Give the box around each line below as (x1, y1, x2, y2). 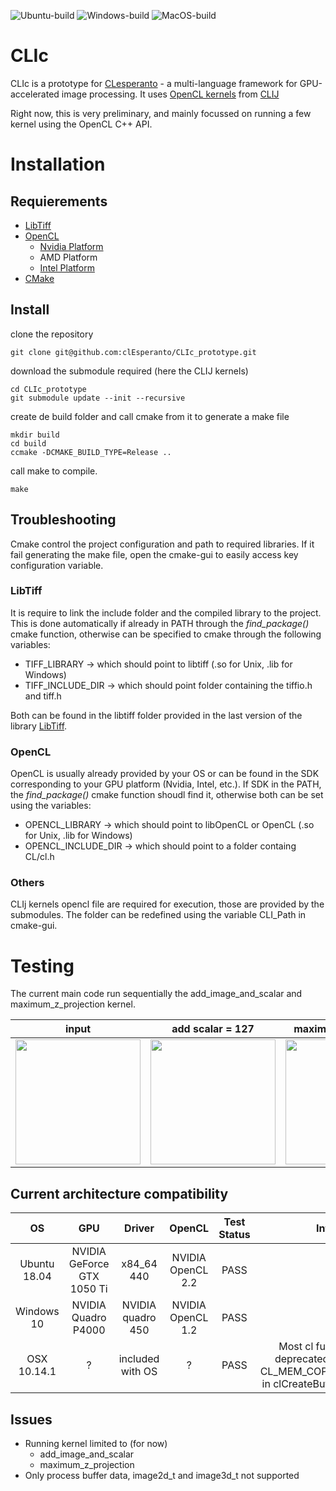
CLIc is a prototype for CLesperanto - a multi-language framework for (10, 77, 298, 89)
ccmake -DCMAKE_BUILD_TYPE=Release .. (10, 447, 172, 457)
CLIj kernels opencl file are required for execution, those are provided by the (10, 898, 325, 910)
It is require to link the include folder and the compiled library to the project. (10, 606, 322, 619)
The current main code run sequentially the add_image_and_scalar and (10, 988, 303, 1000)
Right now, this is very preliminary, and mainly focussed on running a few (10, 107, 312, 119)
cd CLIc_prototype (10, 384, 87, 394)
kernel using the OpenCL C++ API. (10, 118, 153, 130)
